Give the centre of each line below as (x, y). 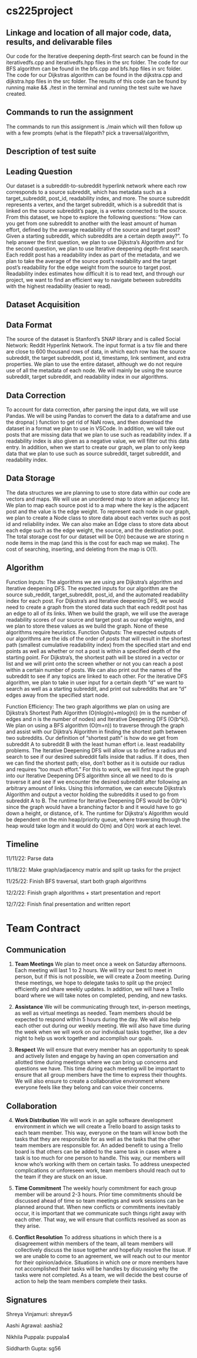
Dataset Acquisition (43, 305)
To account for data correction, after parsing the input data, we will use (92, 410)
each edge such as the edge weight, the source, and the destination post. (95, 530)
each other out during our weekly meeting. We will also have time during (102, 1026)
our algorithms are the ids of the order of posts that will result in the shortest (98, 638)
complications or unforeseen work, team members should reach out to (100, 1171)
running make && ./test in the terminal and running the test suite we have (94, 87)
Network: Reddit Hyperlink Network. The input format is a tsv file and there (97, 345)
